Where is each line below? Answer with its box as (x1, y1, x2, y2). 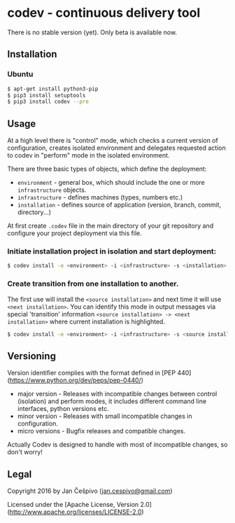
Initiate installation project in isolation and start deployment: (7, 246, 217, 256)
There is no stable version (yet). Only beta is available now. (7, 28, 177, 36)
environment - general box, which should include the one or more (17, 179, 205, 187)
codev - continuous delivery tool (7, 5, 201, 21)
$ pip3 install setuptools (7, 92, 86, 99)
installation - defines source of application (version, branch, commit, (17, 201, 222, 209)
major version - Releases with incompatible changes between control (17, 390, 218, 398)
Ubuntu (7, 69, 34, 79)
